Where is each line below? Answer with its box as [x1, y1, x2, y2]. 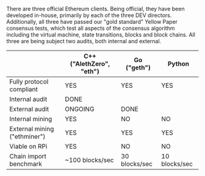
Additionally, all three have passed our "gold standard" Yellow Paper [6, 18, 178, 25]
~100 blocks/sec [65, 156, 114, 164]
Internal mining [9, 115, 52, 123]
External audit [9, 105, 49, 113]
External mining [9, 125, 54, 133]
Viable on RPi [9, 143, 48, 150]
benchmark [9, 160, 43, 168]
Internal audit [9, 95, 48, 103]
